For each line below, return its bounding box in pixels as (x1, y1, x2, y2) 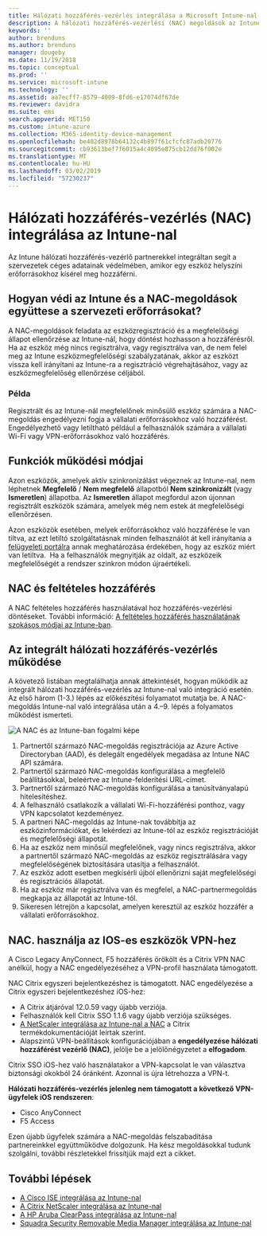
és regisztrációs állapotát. (19, 877, 105, 886)
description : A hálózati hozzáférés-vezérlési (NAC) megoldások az (8, 19, 237, 27)
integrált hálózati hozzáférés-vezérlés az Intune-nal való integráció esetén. (8, 685, 254, 694)
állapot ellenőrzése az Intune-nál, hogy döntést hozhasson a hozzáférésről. (8, 334, 255, 343)
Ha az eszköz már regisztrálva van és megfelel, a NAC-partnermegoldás (19, 885, 257, 894)
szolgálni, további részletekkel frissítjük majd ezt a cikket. (8, 1148, 196, 1159)
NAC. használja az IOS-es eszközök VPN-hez (8, 933, 237, 947)
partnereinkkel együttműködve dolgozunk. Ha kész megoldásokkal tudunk (8, 1140, 252, 1150)
